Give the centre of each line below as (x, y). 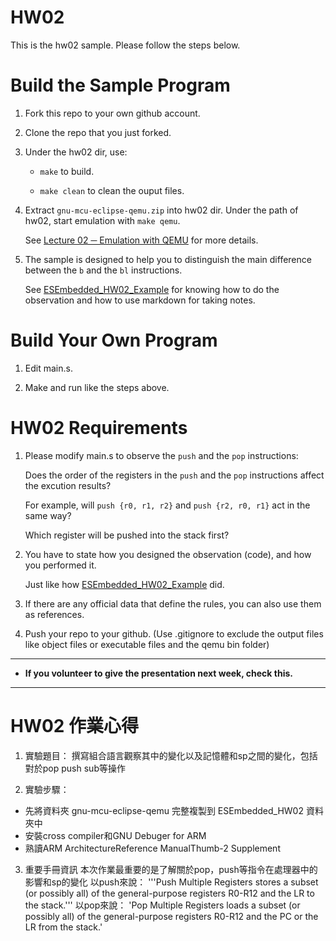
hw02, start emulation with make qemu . (102, 220)
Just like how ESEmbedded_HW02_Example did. (124, 584)
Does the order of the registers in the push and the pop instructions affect (174, 475)
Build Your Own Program (114, 340)
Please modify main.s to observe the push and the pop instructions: (161, 455)
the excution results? (68, 485)
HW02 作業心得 (75, 725)
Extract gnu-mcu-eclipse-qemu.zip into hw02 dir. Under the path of (161, 210)
